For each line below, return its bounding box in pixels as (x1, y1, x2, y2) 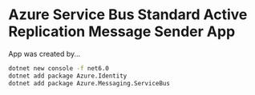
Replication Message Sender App (8, 22, 236, 41)
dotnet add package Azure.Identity (8, 72, 127, 80)
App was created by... (8, 49, 81, 58)
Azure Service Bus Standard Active (8, 6, 248, 24)
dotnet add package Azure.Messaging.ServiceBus (8, 79, 171, 87)
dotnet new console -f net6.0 (8, 64, 110, 73)
